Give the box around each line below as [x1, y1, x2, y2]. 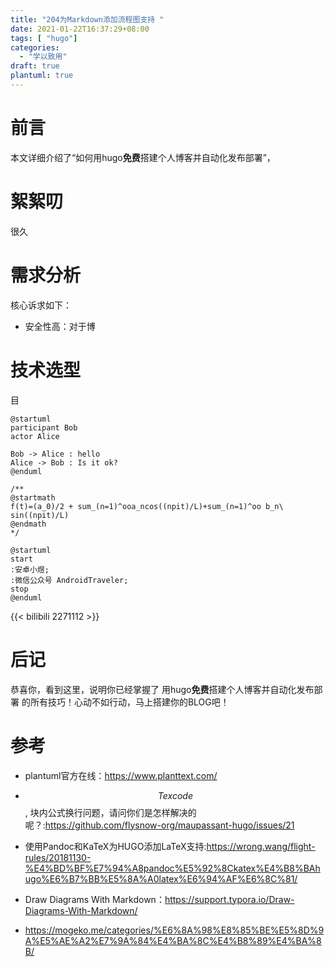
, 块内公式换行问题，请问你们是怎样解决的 [24, 806, 197, 818]
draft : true [10, 61, 60, 71]
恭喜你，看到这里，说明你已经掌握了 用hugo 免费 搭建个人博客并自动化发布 [10, 683, 315, 695]
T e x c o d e [157, 789, 193, 801]
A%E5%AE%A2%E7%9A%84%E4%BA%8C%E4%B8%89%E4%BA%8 [24, 934, 322, 946]
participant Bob [10, 422, 78, 433]
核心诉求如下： [10, 299, 72, 311]
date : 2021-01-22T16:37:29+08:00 [10, 24, 150, 34]
